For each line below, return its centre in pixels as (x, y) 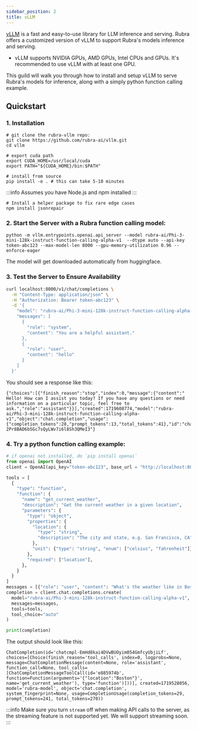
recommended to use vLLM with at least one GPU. (75, 64)
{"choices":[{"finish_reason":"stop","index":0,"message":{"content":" (95, 393)
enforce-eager (23, 251)
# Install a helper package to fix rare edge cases (70, 204)
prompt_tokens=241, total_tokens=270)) (55, 699)
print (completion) (28, 631)
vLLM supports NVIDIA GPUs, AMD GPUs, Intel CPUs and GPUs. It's (97, 58)
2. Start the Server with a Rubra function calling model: (86, 223)
